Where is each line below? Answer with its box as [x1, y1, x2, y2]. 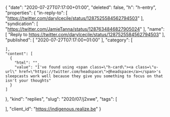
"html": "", [14, 60, 40, 65]
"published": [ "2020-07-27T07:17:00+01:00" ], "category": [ [5, 37, 133, 43]
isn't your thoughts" [5, 78, 52, 83]
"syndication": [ [5, 20, 38, 27]
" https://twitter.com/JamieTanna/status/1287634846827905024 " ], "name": [5, 26, 165, 32]
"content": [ [5, 51, 33, 56]
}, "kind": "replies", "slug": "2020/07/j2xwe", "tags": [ [5, 96, 117, 102]
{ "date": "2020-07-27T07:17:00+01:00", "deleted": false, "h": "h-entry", [5, 5, 157, 10]
